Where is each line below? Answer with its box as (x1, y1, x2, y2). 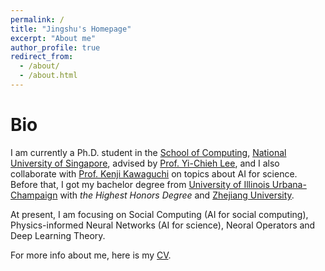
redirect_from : (10, 52, 74, 62)
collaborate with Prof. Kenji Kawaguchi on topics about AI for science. (10, 167, 298, 180)
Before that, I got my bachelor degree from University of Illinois (10, 178, 270, 190)
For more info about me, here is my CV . (10, 249, 172, 261)
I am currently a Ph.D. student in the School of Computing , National (10, 146, 287, 158)
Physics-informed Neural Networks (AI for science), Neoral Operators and (10, 219, 316, 231)
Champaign (10, 189, 58, 201)
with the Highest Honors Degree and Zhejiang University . (59, 189, 295, 201)
